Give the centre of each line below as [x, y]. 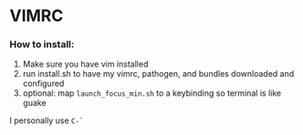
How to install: [42, 45]
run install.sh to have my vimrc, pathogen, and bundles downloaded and [158, 74]
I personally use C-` [47, 120]
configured [43, 84]
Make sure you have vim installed [85, 64]
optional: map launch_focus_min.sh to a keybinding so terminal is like [151, 93]
